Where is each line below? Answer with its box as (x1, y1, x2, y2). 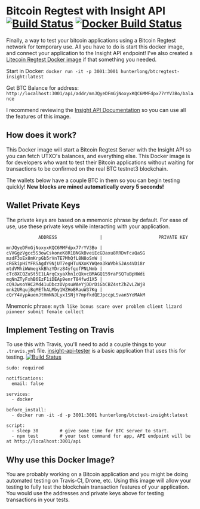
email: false (11, 381, 44, 387)
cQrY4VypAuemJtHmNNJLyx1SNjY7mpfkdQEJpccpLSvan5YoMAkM (6, 292, 146, 298)
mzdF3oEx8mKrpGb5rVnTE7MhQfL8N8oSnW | (6, 255, 103, 261)
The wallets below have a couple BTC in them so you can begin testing (6, 177, 180, 184)
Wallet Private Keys (6, 201, 81, 211)
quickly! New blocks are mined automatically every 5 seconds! (6, 183, 164, 190)
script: (6, 423, 26, 429)
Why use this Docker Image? (6, 455, 115, 465)
